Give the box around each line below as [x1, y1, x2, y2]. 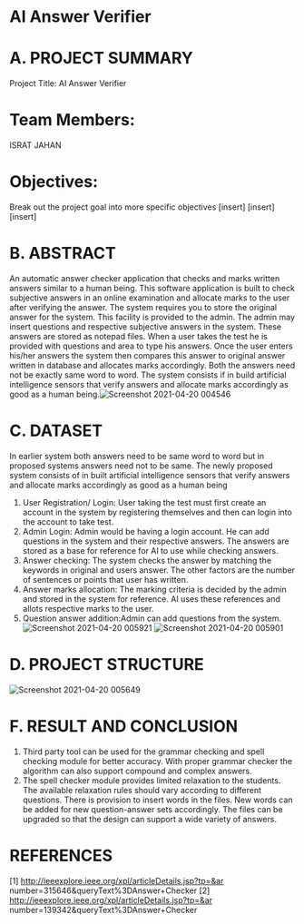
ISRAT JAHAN [9, 140, 62, 151]
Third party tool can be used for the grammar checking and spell [22, 746, 265, 757]
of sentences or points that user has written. [22, 574, 189, 585]
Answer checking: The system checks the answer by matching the [22, 555, 272, 565]
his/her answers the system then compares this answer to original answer [9, 349, 286, 360]
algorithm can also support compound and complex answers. [22, 765, 252, 776]
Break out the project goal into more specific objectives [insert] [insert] [9, 202, 275, 212]
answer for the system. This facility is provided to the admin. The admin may [9, 311, 296, 322]
